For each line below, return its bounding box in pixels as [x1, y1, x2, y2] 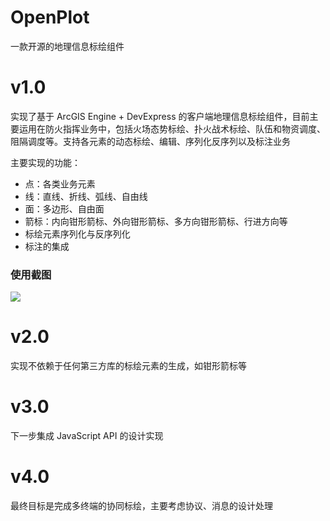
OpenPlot [10, 6, 90, 29]
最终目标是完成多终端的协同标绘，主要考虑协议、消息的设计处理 [10, 499, 273, 511]
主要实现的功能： [10, 156, 81, 168]
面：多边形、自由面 [24, 202, 105, 215]
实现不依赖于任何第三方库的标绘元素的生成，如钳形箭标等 [10, 360, 247, 372]
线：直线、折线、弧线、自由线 [24, 190, 148, 202]
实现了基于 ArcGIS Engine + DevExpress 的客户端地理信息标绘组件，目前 [10, 110, 310, 122]
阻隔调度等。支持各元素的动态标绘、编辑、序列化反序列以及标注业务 [10, 135, 291, 147]
